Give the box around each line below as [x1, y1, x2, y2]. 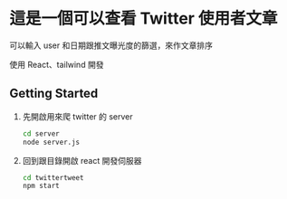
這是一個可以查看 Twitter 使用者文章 [9, 8, 278, 29]
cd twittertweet [22, 173, 84, 182]
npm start [22, 182, 61, 191]
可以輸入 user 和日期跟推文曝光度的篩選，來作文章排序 [9, 40, 213, 51]
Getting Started [9, 86, 99, 101]
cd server [22, 128, 61, 138]
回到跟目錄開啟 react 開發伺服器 [22, 155, 142, 166]
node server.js [22, 137, 81, 147]
